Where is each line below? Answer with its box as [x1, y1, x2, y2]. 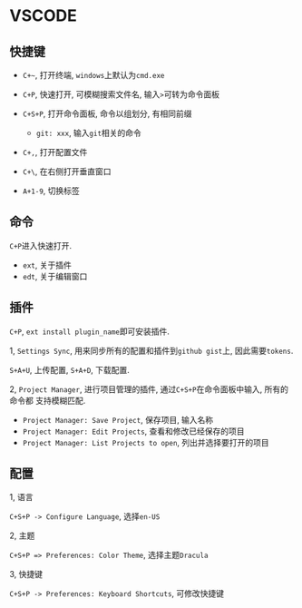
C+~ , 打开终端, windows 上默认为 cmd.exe [22, 70, 165, 80]
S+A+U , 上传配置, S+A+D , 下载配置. [9, 364, 130, 375]
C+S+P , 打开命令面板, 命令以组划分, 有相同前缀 [22, 108, 192, 119]
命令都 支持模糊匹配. [9, 395, 86, 406]
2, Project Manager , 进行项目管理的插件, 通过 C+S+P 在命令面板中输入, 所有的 [9, 383, 288, 395]
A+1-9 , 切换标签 [22, 185, 80, 196]
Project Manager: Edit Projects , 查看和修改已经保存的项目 [22, 426, 245, 436]
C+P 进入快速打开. [9, 240, 73, 250]
